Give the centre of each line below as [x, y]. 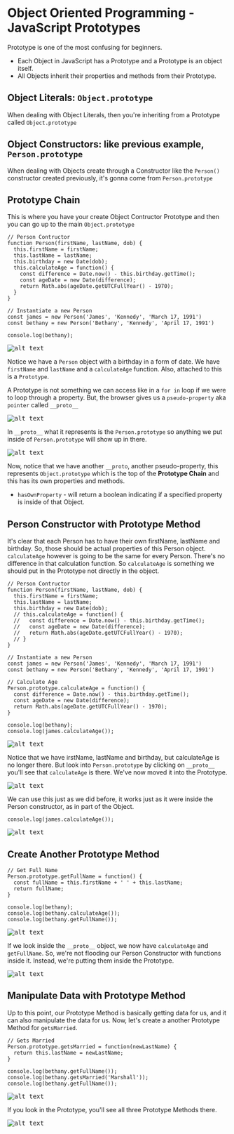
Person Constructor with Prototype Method [104, 524]
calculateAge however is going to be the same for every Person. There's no [116, 556]
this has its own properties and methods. [66, 481]
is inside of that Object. [51, 502]
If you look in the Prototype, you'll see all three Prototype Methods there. [112, 1109]
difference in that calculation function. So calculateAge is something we [111, 564]
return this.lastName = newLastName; [69, 1053]
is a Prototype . [28, 376]
